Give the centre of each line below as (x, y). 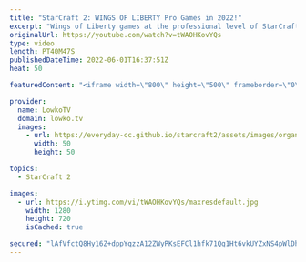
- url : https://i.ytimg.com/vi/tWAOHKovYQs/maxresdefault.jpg (138, 202)
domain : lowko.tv (51, 118)
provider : (28, 101)
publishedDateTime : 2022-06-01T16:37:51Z (89, 60)
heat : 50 (26, 69)
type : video (32, 43)
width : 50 (52, 144)
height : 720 (48, 219)
